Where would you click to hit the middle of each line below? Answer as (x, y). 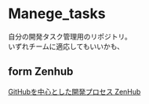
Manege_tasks (57, 14)
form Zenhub (41, 72)
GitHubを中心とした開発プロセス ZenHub (74, 91)
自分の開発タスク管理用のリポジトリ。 (70, 36)
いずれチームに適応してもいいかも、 (66, 46)
